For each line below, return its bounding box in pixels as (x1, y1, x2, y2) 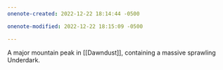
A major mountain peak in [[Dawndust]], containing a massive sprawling (7, 48, 216, 57)
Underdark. (7, 55, 41, 64)
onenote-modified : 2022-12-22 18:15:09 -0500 (7, 22, 143, 30)
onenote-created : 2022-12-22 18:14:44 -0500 (7, 10, 140, 17)
